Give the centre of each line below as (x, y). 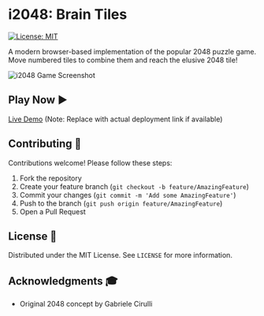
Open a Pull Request (53, 211)
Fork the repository (51, 178)
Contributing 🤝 (45, 144)
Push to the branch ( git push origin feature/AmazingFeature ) (121, 203)
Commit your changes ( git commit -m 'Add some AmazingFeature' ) (128, 195)
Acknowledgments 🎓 (63, 281)
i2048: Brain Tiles (68, 15)
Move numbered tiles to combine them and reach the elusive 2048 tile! (123, 60)
